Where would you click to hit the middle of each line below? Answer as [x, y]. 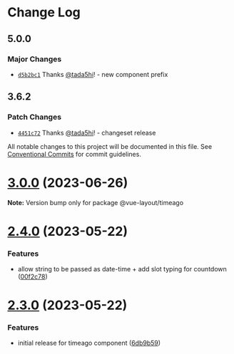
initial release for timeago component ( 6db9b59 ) [89, 343]
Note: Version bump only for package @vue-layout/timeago [96, 202]
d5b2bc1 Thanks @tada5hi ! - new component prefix [93, 74]
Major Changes [35, 59]
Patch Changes [35, 117]
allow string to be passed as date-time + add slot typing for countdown [122, 269]
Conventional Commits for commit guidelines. [74, 154]
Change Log [44, 12]
